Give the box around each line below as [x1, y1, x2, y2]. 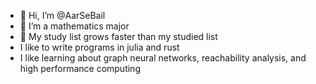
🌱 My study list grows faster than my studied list [19, 31, 218, 42]
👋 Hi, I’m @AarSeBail [19, 10, 106, 21]
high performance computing [19, 63, 141, 74]
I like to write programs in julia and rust [19, 41, 180, 53]
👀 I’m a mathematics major [19, 20, 130, 32]
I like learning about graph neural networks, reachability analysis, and [19, 52, 307, 64]
